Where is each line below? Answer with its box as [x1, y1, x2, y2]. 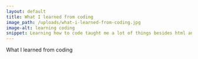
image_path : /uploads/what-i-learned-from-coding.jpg [6, 19, 141, 25]
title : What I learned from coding [6, 14, 94, 20]
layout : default [6, 8, 46, 15]
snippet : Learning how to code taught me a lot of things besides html [6, 30, 186, 36]
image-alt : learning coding [6, 25, 75, 31]
